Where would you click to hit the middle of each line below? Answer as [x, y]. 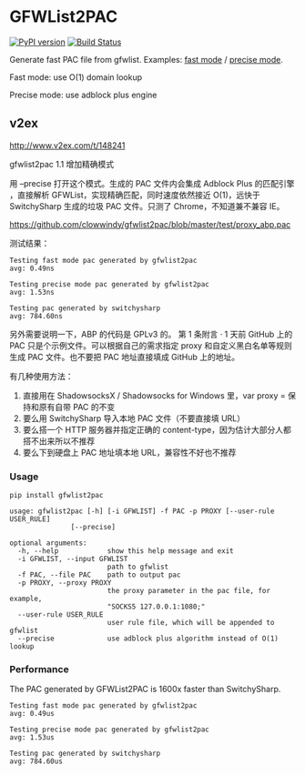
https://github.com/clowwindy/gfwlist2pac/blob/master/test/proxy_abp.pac [150, 224]
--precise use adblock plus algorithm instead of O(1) [148, 639]
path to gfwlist [138, 567]
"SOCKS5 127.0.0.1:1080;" [156, 607]
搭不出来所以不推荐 [59, 441]
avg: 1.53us [32, 738]
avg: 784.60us [36, 761]
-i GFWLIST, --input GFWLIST [73, 559]
